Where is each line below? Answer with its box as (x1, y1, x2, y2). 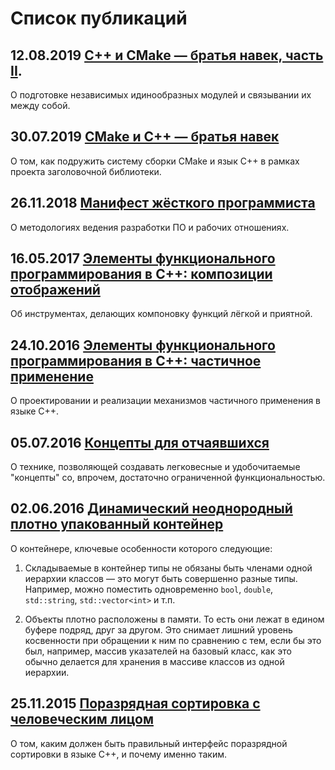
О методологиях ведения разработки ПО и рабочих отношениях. (10, 221, 290, 233)
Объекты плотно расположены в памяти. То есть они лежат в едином (24, 613, 325, 625)
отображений (10, 282, 101, 299)
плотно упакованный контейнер (10, 516, 224, 533)
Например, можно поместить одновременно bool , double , (24, 583, 274, 595)
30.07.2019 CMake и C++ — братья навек (10, 128, 280, 146)
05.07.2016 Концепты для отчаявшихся (10, 434, 270, 451)
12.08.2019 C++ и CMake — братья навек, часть (10, 47, 324, 64)
